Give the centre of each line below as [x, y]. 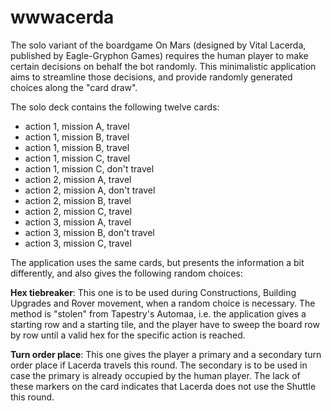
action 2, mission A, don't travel [90, 190]
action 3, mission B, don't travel [89, 232]
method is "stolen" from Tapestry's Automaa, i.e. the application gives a [158, 313]
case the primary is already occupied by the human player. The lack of [155, 375]
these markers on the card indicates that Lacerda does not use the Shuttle [163, 386]
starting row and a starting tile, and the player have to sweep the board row [165, 324]
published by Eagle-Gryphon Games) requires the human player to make [159, 55]
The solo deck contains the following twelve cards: [115, 107]
